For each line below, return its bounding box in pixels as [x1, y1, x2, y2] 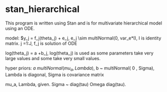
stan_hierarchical [5, 3, 79, 15]
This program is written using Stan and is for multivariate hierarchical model [5, 20, 162, 26]
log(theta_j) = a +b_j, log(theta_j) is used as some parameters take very [5, 50, 154, 56]
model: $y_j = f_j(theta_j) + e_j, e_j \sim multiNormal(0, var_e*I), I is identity [5, 35, 161, 41]
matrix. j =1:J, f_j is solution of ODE [5, 40, 77, 46]
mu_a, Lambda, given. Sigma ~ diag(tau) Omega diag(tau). [5, 81, 126, 87]
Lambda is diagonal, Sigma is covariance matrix [5, 71, 104, 77]
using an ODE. [5, 25, 35, 31]
